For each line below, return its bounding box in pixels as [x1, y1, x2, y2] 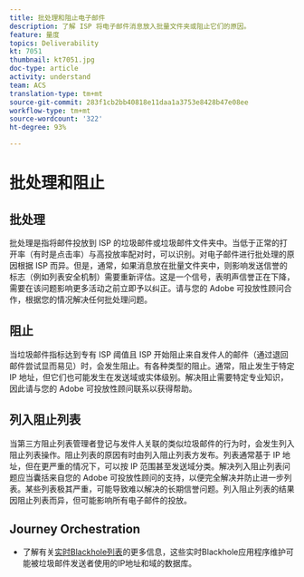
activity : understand [9, 73, 91, 82]
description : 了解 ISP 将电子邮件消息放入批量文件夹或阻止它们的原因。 [9, 22, 252, 31]
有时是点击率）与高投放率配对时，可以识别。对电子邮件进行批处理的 [33, 249, 287, 259]
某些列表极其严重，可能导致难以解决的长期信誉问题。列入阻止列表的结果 [24, 483, 295, 494]
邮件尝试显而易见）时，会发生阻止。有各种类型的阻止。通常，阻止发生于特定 [9, 360, 295, 371]
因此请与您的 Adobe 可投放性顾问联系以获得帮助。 [9, 383, 197, 394]
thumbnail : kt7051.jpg [9, 55, 95, 64]
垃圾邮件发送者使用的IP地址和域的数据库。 [38, 558, 197, 569]
